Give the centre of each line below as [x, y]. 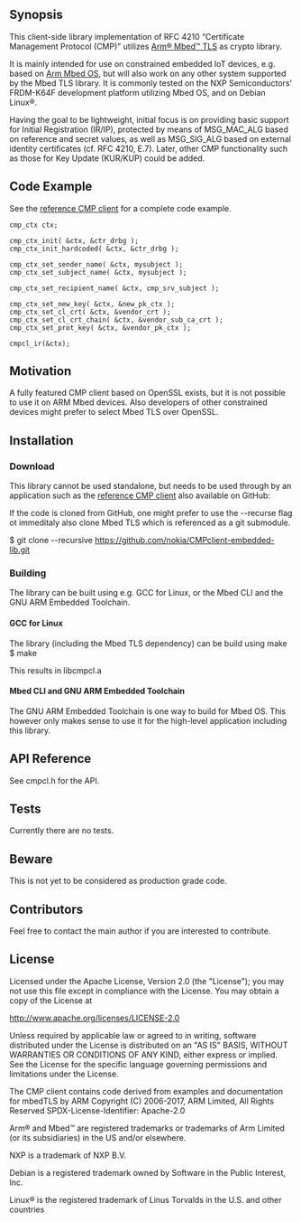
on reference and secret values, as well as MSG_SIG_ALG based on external [150, 138]
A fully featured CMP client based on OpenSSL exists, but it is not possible [147, 393]
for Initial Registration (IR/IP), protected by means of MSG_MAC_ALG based [149, 129]
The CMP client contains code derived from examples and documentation [146, 1091]
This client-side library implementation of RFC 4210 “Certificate [127, 36]
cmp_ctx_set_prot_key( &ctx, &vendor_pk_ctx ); [100, 328]
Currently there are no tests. [62, 831]
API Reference [50, 759]
